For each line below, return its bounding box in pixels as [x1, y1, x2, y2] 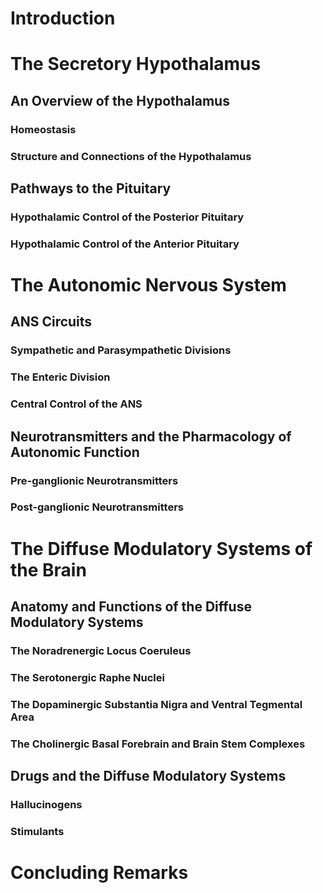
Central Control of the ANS [10, 397, 143, 411]
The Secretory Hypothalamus [10, 53, 262, 76]
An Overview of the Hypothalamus [10, 92, 230, 109]
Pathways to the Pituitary [10, 180, 172, 197]
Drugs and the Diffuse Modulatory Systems [10, 768, 287, 785]
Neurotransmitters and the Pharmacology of [10, 428, 292, 445]
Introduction [10, 7, 116, 30]
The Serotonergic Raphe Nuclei [10, 670, 165, 684]
